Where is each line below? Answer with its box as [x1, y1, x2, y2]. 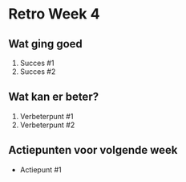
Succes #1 [19, 58, 55, 68]
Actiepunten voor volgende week [8, 143, 178, 157]
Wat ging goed [8, 37, 83, 51]
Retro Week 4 [8, 5, 100, 23]
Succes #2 [19, 67, 56, 77]
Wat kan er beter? [8, 90, 99, 104]
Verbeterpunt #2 [19, 120, 75, 130]
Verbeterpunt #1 [19, 111, 74, 121]
